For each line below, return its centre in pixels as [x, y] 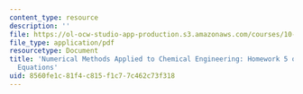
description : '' [40, 26]
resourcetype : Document [54, 51]
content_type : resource [54, 17]
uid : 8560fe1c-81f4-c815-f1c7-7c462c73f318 [92, 76]
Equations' [38, 68]
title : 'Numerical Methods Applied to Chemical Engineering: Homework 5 [149, 59]
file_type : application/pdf [62, 43]
